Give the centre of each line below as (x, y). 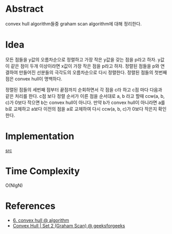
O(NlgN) (14, 185)
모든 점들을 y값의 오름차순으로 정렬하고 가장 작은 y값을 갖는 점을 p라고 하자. (81, 59)
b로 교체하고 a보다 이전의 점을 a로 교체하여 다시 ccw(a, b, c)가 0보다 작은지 (81, 109)
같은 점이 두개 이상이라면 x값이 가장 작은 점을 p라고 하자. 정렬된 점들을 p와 (85, 66)
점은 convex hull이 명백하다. (34, 79)
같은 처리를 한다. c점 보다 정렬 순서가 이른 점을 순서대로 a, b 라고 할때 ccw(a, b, (85, 96)
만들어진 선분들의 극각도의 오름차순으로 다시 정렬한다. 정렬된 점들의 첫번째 (93, 72)
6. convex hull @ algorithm (41, 220)
